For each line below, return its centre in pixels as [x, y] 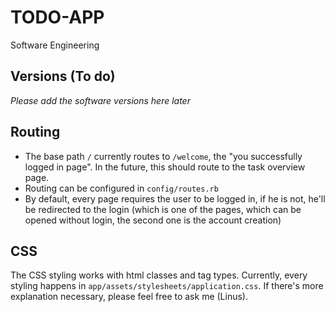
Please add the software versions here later [100, 100]
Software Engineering [55, 45]
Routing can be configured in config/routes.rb [121, 188]
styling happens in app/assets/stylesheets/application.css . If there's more [167, 286]
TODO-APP [57, 17]
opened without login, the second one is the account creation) [153, 220]
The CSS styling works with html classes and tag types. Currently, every [159, 275]
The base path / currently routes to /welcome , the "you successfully [163, 156]
